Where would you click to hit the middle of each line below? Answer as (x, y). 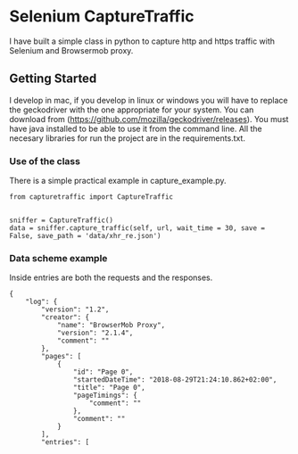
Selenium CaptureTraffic (102, 17)
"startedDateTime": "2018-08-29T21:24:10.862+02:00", (175, 380)
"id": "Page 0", (103, 372)
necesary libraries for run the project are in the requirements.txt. (127, 138)
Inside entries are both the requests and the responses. (111, 277)
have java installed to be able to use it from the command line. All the (136, 128)
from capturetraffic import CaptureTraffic (91, 197)
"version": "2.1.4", (95, 333)
